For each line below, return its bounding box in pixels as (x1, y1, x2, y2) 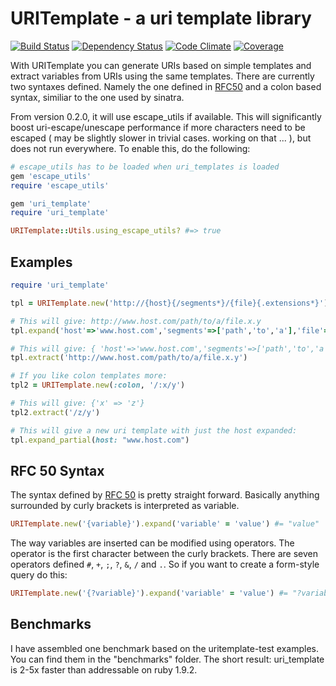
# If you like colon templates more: (10, 371, 168, 381)
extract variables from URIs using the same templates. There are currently (10, 70, 315, 82)
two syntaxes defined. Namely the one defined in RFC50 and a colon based (10, 80, 322, 92)
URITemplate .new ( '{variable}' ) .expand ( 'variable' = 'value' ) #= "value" (10, 519, 320, 529)
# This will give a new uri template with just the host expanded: (10, 425, 298, 436)
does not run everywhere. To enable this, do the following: (10, 142, 251, 154)
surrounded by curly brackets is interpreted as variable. (10, 500, 240, 512)
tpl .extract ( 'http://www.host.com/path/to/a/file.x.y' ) (10, 353, 248, 363)
